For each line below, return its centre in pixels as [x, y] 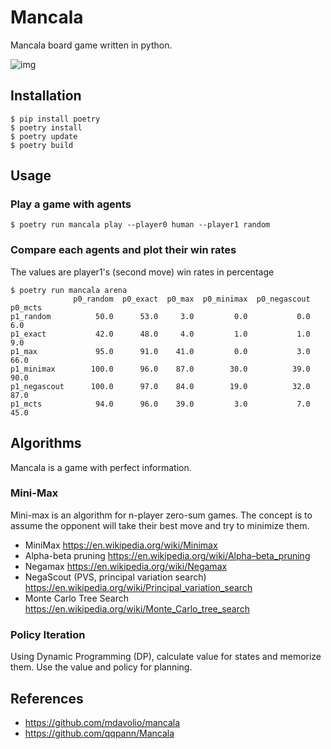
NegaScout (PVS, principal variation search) [115, 577]
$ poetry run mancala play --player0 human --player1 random [140, 225]
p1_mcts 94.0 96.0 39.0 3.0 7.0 [160, 404]
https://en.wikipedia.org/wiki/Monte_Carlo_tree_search [137, 608]
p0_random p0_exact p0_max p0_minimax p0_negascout [192, 299]
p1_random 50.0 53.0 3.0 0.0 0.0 [160, 316]
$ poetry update [44, 136]
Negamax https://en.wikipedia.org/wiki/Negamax [126, 566]
